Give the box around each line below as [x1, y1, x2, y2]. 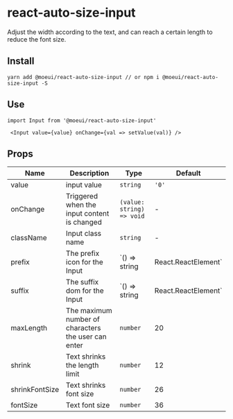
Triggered [65, 191, 98, 201]
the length [65, 361, 99, 370]
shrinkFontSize [10, 385, 60, 395]
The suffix [65, 277, 99, 287]
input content [65, 209, 110, 219]
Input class [65, 229, 102, 239]
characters [65, 323, 101, 333]
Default [175, 169, 201, 178]
